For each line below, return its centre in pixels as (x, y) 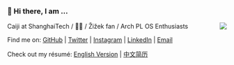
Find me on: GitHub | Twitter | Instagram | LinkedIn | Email (90, 40)
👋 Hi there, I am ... (38, 11)
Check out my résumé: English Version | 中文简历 (78, 55)
